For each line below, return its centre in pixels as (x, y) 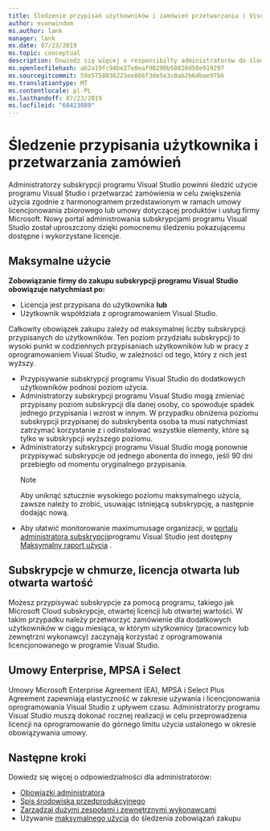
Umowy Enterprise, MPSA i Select (94, 671)
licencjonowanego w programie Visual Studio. (84, 645)
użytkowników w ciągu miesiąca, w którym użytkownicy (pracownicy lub (129, 627)
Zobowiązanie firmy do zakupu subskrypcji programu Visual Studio (123, 280)
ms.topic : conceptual (45, 53)
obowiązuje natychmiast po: (57, 289)
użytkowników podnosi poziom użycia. (84, 387)
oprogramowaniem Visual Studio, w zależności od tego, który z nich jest (128, 354)
